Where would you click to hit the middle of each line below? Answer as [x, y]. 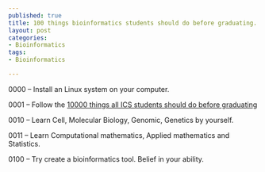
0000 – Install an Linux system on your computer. [89, 89]
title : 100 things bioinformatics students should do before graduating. [133, 23]
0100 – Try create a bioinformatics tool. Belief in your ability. [106, 159]
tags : [17, 52]
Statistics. [25, 143]
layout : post [30, 30]
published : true [35, 15]
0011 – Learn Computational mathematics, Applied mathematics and [119, 135]
